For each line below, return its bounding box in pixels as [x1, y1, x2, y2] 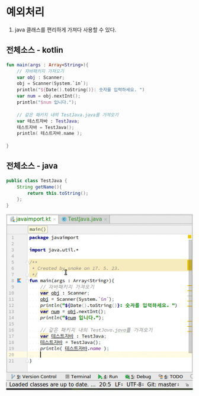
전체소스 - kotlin [6, 45, 63, 55]
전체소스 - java [6, 161, 58, 171]
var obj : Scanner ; [17, 75, 65, 81]
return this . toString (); [27, 190, 89, 196]
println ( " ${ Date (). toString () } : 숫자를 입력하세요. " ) [17, 87, 145, 93]
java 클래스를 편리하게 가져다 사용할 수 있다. [14, 26, 117, 33]
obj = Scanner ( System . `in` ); [17, 81, 89, 86]
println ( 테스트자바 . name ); [17, 131, 83, 137]
